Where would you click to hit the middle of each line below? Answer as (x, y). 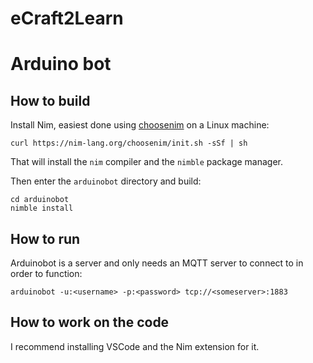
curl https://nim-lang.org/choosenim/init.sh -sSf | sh (129, 143)
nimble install (42, 208)
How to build (50, 100)
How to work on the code (90, 322)
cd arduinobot (40, 200)
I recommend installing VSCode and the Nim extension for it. (135, 346)
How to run (45, 238)
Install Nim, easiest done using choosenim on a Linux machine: (140, 125)
